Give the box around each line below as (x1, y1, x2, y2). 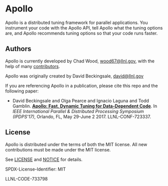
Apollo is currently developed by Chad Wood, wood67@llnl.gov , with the (5, 58, 154, 64)
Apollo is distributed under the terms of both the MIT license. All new (5, 141, 147, 147)
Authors (5, 44, 32, 53)
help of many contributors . (5, 63, 60, 69)
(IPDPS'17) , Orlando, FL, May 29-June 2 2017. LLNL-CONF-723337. (12, 113, 151, 119)
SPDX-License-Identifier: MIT (5, 166, 66, 172)
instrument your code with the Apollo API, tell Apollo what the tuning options (5, 24, 163, 30)
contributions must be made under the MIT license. (5, 146, 111, 152)
